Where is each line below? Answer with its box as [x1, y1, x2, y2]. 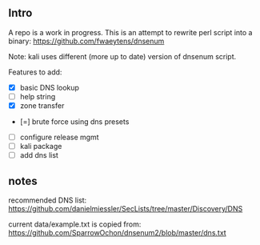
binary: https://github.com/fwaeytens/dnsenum [8, 36, 165, 46]
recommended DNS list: [8, 195, 87, 205]
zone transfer [19, 100, 65, 110]
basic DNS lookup [19, 82, 80, 92]
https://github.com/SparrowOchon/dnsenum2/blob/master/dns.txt [8, 228, 226, 237]
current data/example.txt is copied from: [8, 219, 142, 229]
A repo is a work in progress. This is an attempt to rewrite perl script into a [8, 27, 253, 37]
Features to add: [8, 67, 62, 77]
